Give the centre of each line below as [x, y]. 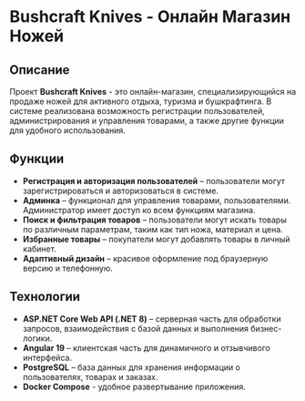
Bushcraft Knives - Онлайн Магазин [150, 17]
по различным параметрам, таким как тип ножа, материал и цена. [153, 229]
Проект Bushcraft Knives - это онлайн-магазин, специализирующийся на [153, 92]
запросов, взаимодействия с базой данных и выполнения [135, 328]
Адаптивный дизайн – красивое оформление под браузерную [145, 258]
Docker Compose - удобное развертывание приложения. [134, 386]
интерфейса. [47, 357]
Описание [40, 70]
